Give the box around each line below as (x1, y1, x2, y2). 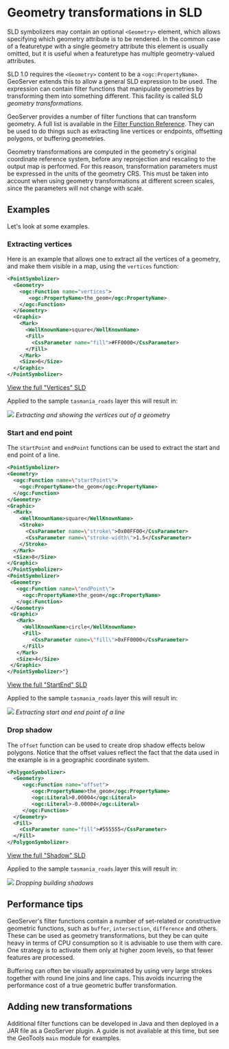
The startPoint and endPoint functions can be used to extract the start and (7, 444, 221, 452)
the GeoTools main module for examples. (7, 1034, 121, 1042)
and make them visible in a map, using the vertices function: (7, 262, 180, 270)
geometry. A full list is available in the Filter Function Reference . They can (7, 119, 215, 128)
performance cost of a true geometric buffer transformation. (7, 981, 178, 989)
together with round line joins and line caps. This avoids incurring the (7, 974, 202, 982)
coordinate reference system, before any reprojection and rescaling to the (7, 154, 216, 163)
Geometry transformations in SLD (7, 5, 203, 21)
